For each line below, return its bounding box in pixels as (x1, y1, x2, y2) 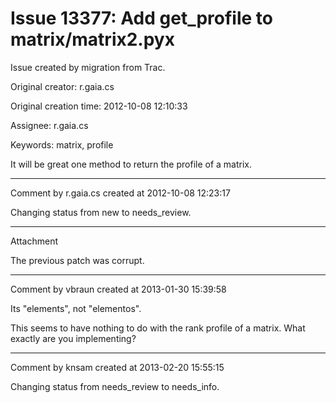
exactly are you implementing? (10, 332, 137, 344)
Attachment (10, 235, 59, 247)
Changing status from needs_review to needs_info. (10, 380, 220, 392)
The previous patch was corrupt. (10, 254, 145, 266)
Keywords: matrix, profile (10, 138, 114, 151)
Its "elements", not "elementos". (10, 302, 142, 314)
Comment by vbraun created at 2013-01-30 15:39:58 (10, 283, 227, 295)
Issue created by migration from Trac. (10, 61, 166, 73)
